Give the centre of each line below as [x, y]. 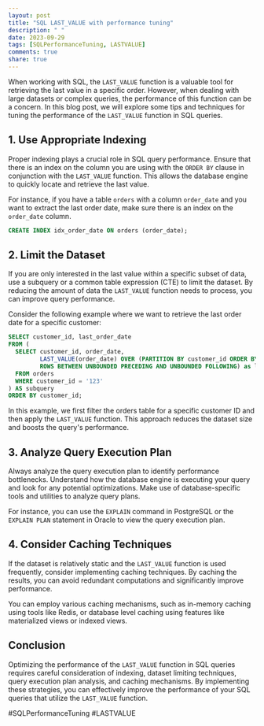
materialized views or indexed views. [68, 620]
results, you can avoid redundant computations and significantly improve [126, 580]
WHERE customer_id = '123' [59, 381]
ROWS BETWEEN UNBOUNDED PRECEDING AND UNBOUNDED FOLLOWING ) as [145, 366]
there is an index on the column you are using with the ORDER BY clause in [126, 167]
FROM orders [35, 374]
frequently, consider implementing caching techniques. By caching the [123, 572]
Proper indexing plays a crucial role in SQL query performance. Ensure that [130, 159]
